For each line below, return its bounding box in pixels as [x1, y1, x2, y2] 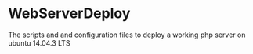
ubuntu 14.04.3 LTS [8, 38, 70, 47]
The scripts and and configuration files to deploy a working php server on [8, 30, 246, 39]
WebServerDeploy [8, 5, 131, 22]
